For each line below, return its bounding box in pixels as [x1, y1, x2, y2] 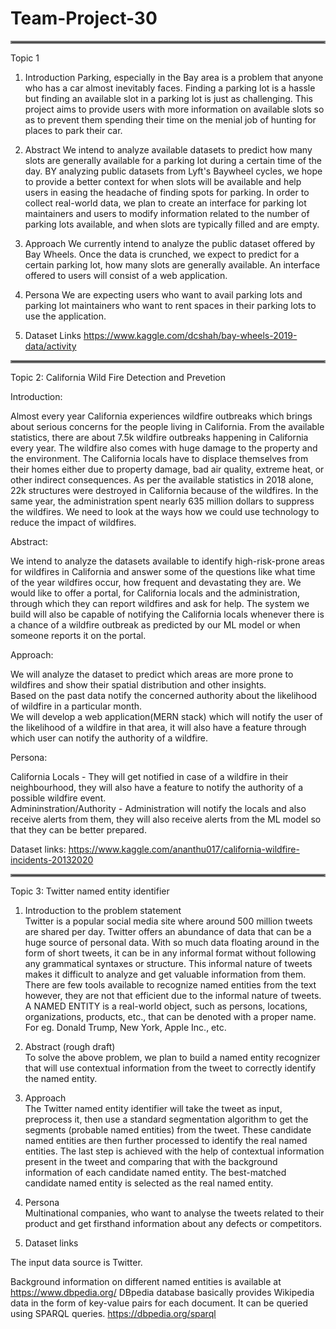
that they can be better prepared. [10, 823, 147, 836]
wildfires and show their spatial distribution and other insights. [10, 678, 267, 691]
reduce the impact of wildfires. [10, 516, 137, 528]
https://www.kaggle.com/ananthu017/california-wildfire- [68, 843, 300, 855]
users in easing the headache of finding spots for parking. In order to [24, 186, 310, 198]
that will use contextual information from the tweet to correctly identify [24, 1062, 317, 1074]
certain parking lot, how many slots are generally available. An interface [24, 258, 321, 271]
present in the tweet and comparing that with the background [24, 1155, 278, 1167]
